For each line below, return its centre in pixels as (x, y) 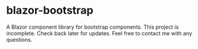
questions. (19, 39)
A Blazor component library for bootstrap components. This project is (93, 27)
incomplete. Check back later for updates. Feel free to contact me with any (99, 33)
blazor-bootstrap (50, 10)
